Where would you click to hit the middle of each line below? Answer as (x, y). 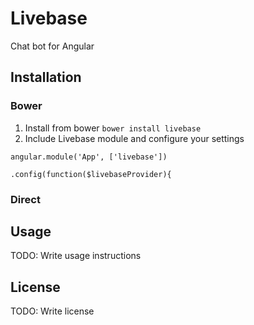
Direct (25, 199)
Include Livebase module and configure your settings (134, 138)
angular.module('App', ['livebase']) (89, 157)
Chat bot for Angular (52, 46)
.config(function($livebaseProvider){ (91, 174)
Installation (46, 77)
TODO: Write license (52, 311)
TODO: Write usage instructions (76, 256)
